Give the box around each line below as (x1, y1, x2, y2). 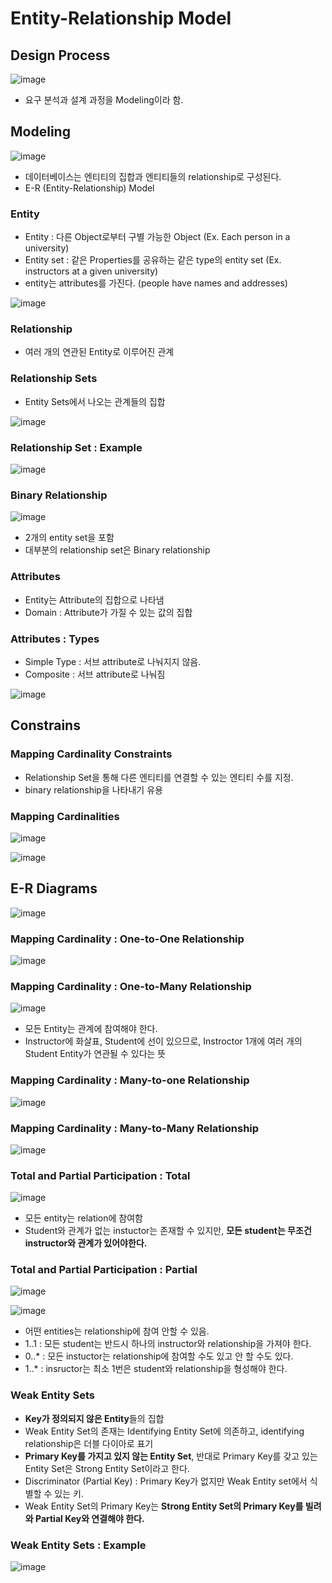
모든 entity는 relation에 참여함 (24, 1212, 143, 1224)
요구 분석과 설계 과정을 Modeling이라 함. (24, 94, 184, 106)
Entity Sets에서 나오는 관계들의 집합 (24, 395, 166, 407)
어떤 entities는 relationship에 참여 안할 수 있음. (24, 1325, 210, 1337)
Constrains (10, 717, 81, 734)
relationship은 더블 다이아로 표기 (24, 1437, 154, 1449)
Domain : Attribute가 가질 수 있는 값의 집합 (24, 606, 193, 618)
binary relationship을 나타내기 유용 (24, 783, 163, 796)
